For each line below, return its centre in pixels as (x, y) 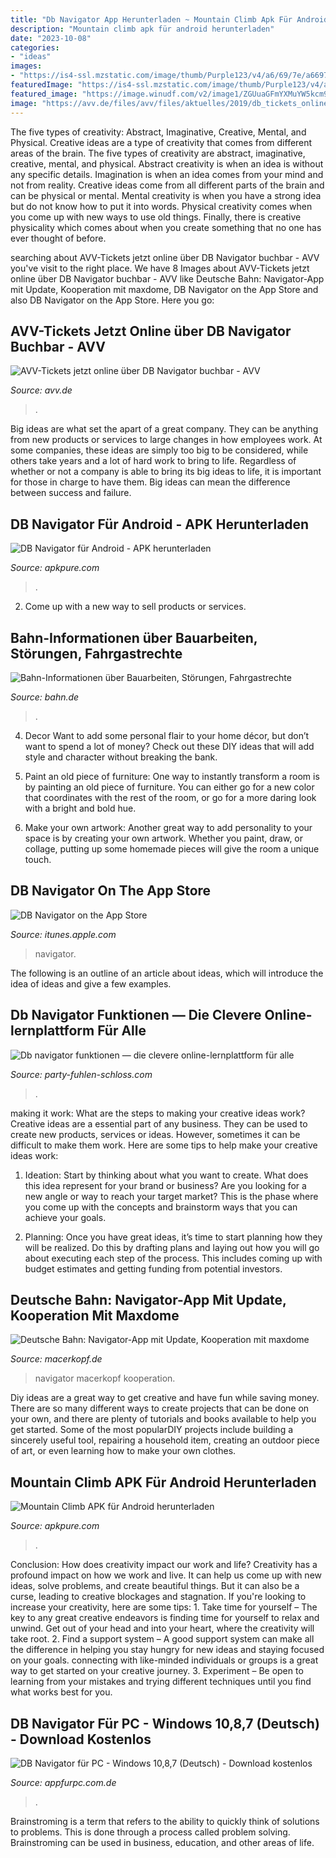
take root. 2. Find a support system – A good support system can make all (162, 1639)
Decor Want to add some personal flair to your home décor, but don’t (167, 735)
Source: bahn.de (45, 697)
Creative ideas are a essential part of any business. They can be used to (159, 1123)
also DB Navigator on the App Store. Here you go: (112, 300)
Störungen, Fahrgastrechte (96, 653)
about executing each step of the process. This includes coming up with (173, 1258)
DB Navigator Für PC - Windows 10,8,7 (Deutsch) (165, 1723)
